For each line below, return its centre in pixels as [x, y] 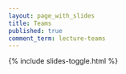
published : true [35, 31]
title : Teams [30, 23]
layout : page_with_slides [51, 16]
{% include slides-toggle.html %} [63, 61]
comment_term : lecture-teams [57, 38]
